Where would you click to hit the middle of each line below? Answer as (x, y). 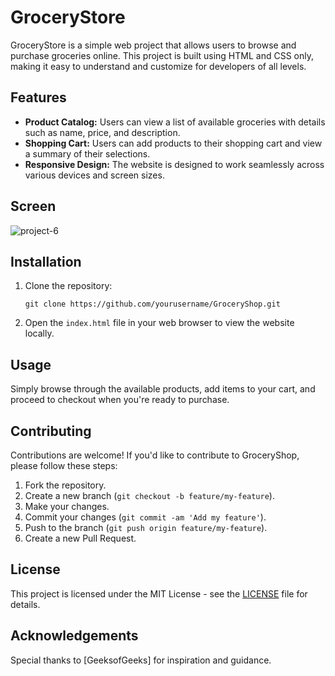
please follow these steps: (64, 465)
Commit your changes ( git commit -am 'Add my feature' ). (145, 517)
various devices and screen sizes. (94, 175)
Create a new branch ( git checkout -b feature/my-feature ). (149, 495)
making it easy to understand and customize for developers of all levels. (158, 66)
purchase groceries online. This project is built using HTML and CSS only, (162, 55)
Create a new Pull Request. (80, 538)
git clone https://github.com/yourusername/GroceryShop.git (152, 304)
